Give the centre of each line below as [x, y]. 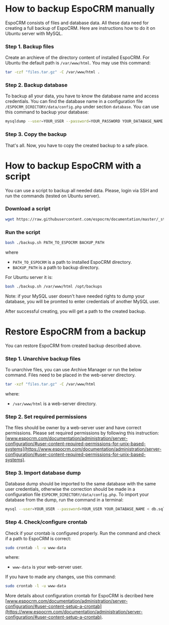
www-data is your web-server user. [48, 567]
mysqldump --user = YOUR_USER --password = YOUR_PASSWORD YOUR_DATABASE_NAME [84, 122]
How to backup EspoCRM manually [80, 9]
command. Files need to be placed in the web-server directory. [70, 375]
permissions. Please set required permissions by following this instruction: [82, 433]
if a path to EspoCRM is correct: [38, 538]
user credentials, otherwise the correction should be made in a [70, 489]
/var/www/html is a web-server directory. [55, 404]
